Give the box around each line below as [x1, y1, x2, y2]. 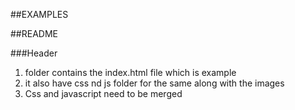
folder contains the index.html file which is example [24, 67, 237, 78]
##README [10, 28, 58, 39]
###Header [10, 47, 58, 59]
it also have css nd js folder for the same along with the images [24, 77, 285, 89]
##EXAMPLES [10, 9, 69, 20]
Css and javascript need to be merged [24, 88, 183, 99]
